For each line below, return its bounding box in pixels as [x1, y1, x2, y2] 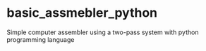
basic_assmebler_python [6, 5, 158, 21]
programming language [6, 35, 75, 43]
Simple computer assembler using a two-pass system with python [6, 28, 199, 36]
